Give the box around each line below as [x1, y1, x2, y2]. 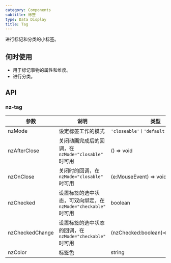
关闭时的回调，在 [59, 167, 100, 174]
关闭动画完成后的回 [59, 137, 105, 144]
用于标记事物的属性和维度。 [12, 67, 71, 73]
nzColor [8, 249, 27, 256]
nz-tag [5, 104, 23, 111]
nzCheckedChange [8, 229, 54, 236]
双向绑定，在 [74, 197, 105, 204]
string [110, 249, 125, 256]
